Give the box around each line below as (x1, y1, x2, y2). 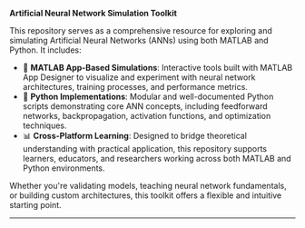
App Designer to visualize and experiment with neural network (22, 72, 256, 83)
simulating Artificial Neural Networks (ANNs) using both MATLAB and (9, 35, 270, 45)
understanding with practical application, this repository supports (22, 144, 268, 154)
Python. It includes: (9, 45, 82, 55)
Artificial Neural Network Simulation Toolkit (9, 8, 177, 18)
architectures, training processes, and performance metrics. (22, 82, 248, 92)
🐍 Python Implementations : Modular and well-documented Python (22, 91, 274, 102)
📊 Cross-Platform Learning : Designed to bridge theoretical (22, 131, 248, 141)
